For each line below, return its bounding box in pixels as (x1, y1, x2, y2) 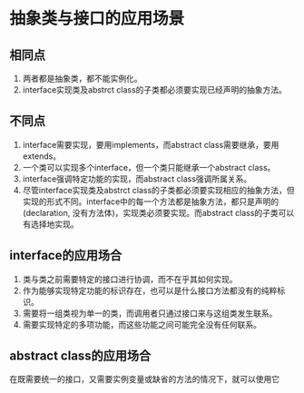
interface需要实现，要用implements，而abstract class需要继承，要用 (22, 139, 279, 150)
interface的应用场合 (9, 248, 123, 263)
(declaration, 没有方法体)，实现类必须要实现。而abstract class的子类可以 (22, 207, 295, 218)
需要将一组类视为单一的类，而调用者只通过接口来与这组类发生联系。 (22, 308, 278, 319)
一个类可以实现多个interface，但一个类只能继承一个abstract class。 (22, 162, 276, 172)
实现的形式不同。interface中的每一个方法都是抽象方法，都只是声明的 (22, 196, 279, 207)
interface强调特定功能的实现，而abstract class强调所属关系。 (22, 173, 252, 184)
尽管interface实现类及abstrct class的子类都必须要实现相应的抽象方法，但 (22, 184, 295, 195)
